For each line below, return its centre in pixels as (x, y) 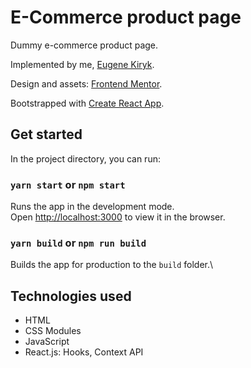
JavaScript (47, 342)
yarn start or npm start (68, 184)
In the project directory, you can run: (85, 158)
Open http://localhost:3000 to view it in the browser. (118, 217)
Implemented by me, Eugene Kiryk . (82, 64)
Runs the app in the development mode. (92, 207)
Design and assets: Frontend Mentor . (86, 83)
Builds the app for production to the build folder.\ (112, 265)
